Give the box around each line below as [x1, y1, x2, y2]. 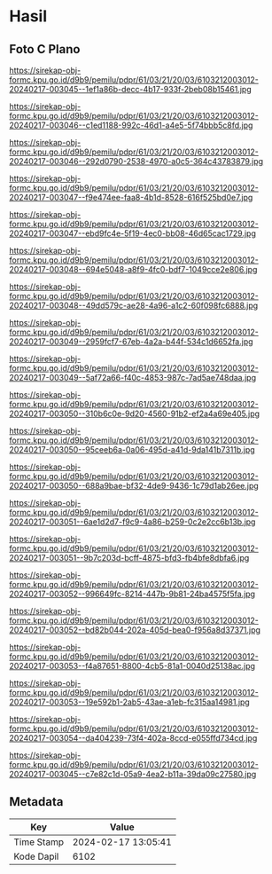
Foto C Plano [9, 42, 81, 57]
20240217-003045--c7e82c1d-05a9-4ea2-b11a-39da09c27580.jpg [9, 769, 257, 779]
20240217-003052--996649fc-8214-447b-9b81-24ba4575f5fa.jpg [9, 588, 255, 599]
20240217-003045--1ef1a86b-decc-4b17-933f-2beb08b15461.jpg [9, 84, 253, 94]
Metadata [9, 794, 64, 809]
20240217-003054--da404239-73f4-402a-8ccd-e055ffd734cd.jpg [9, 733, 258, 743]
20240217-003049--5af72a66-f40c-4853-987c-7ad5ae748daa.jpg [9, 373, 257, 382]
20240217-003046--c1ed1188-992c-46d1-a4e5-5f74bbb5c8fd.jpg [9, 120, 253, 130]
